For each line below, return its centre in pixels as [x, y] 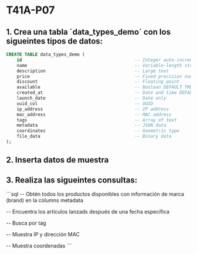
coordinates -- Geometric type [98, 131]
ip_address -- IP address [93, 109]
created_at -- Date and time [97, 93]
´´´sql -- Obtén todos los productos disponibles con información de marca [95, 194]
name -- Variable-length [99, 65]
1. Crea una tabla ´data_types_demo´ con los [89, 32]
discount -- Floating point [98, 82]
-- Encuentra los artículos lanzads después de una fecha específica [88, 212]
